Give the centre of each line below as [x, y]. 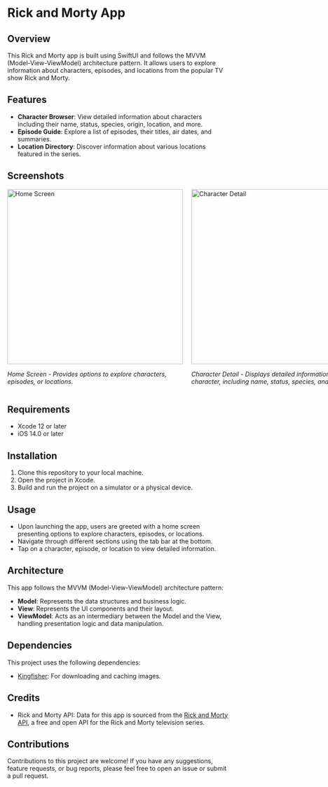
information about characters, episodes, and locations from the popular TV [115, 70]
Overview [29, 39]
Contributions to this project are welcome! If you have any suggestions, [110, 761]
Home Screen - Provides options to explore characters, [87, 374]
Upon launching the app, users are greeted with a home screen [109, 527]
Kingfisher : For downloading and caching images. [89, 676]
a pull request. [28, 776]
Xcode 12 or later [42, 426]
